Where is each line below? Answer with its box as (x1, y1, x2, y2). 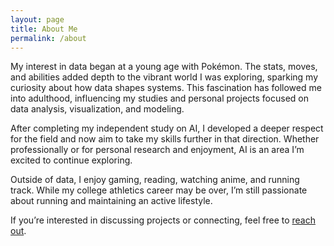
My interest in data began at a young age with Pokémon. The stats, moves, (10, 61, 318, 73)
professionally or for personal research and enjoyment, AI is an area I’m (10, 144, 305, 156)
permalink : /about (10, 33, 87, 43)
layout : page (10, 14, 65, 25)
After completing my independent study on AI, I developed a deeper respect (10, 122, 324, 135)
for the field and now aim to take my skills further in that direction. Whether (10, 133, 320, 145)
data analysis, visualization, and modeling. (10, 103, 185, 115)
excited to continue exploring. (10, 154, 133, 166)
